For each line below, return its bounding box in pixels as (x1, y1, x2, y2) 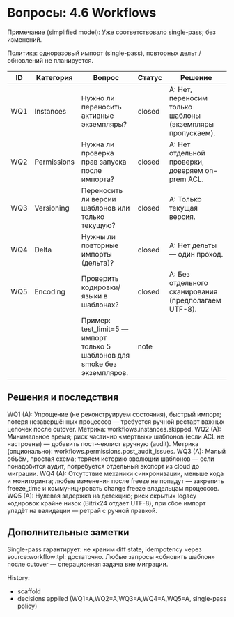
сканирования (169, 287, 218, 296)
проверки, (169, 157, 204, 167)
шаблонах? (81, 300, 120, 310)
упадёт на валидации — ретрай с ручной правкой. (7, 506, 158, 515)
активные (81, 110, 114, 120)
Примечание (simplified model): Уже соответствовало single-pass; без (7, 28, 216, 36)
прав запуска (81, 157, 127, 167)
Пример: (81, 315, 111, 325)
